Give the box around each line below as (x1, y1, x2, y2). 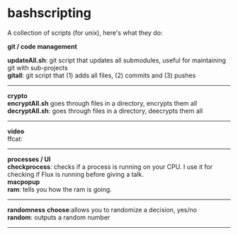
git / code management (7, 42, 78, 50)
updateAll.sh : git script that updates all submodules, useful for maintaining (7, 55, 227, 65)
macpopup (7, 177, 40, 186)
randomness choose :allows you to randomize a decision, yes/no (7, 205, 197, 214)
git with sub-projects (7, 63, 69, 72)
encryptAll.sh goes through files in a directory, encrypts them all (7, 99, 198, 107)
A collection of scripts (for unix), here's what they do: (7, 28, 163, 37)
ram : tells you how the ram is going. (7, 185, 112, 193)
